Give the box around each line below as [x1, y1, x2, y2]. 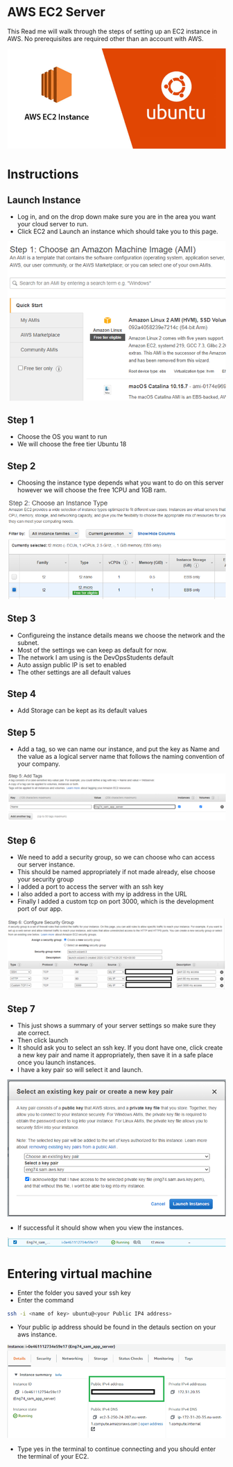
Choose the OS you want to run [17, 433, 107, 441]
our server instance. [17, 860, 75, 869]
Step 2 [7, 460, 36, 472]
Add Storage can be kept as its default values [17, 706, 148, 715]
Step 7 [7, 1003, 36, 1015]
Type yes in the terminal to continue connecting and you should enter [17, 1445, 216, 1453]
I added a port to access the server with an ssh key [17, 882, 164, 891]
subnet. [17, 638, 40, 646]
